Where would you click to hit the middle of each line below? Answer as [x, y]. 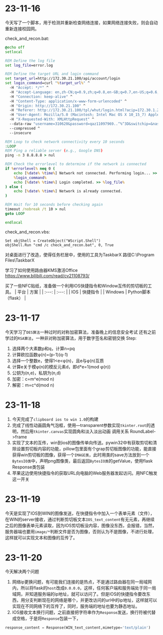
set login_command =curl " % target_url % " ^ [48, 83]
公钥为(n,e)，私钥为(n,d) [36, 373]
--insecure [20, 133]
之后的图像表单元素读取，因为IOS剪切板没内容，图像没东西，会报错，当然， [81, 525]
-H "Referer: [23, 110]
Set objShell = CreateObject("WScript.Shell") [53, 241]
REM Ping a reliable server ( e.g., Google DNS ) [54, 151]
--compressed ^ [25, 128]
